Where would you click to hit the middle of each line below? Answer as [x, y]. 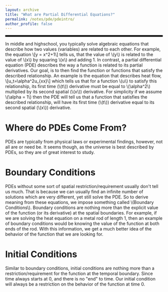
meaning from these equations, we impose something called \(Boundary [79, 202]
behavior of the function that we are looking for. [54, 234]
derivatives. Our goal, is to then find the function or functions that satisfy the [84, 70]
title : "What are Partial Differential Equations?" [60, 14]
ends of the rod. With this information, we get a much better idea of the [78, 229]
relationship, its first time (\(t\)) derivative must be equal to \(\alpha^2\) [78, 86]
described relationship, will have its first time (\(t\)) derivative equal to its [80, 102]
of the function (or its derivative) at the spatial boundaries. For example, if [81, 213]
